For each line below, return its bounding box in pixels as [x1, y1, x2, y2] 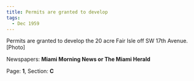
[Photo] [6, 44, 26, 51]
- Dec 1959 [12, 20, 40, 26]
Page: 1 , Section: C [6, 67, 54, 75]
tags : [6, 15, 20, 21]
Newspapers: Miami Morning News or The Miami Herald [6, 56, 151, 63]
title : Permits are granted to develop [6, 9, 108, 15]
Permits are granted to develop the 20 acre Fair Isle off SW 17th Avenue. [6, 37, 188, 45]
